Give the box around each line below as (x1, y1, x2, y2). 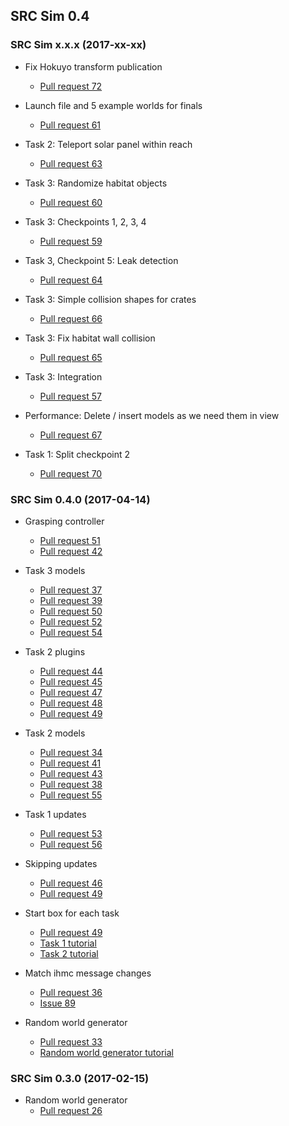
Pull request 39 (39, 594, 103, 606)
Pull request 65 (39, 351, 103, 363)
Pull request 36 (39, 986, 103, 998)
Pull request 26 (39, 1105, 103, 1117)
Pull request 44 (39, 665, 103, 677)
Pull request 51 (39, 534, 101, 546)
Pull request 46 (39, 877, 103, 889)
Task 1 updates (24, 808, 87, 820)
